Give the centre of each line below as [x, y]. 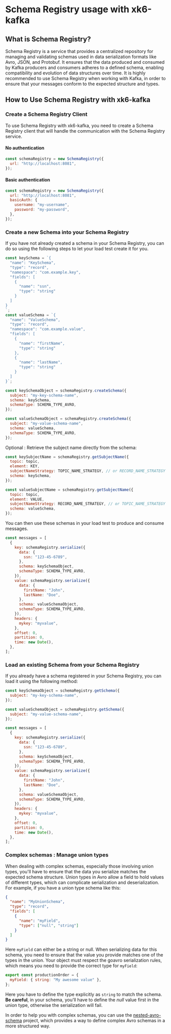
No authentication [25, 148]
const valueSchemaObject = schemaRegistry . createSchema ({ [68, 419]
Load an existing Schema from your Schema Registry [72, 665]
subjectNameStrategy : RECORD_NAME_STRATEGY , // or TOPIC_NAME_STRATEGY [88, 504]
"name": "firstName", [42, 343]
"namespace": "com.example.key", [45, 272]
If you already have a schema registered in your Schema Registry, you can [83, 676]
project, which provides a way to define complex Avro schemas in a [94, 1020]
